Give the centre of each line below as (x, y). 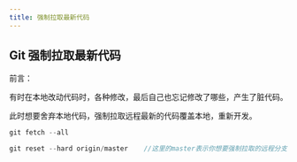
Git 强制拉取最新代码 (65, 55)
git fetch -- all (39, 133)
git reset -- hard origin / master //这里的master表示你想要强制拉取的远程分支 (148, 149)
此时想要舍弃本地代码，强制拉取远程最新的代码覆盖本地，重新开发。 (133, 116)
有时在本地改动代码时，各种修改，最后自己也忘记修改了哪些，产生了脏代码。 (148, 97)
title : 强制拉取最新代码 (49, 17)
